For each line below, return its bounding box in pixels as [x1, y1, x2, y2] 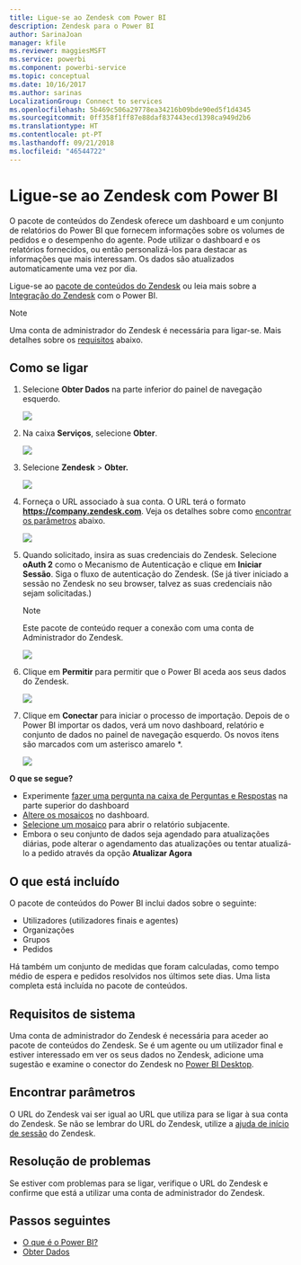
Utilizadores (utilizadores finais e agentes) [22, 916, 179, 926]
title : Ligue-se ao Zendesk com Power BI [9, 13, 167, 22]
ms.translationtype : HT [9, 122, 99, 131]
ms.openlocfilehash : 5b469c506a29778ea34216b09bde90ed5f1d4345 [9, 105, 252, 114]
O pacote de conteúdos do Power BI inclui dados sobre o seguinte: [9, 898, 257, 908]
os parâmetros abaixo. [22, 516, 106, 526]
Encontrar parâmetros [9, 1084, 136, 1101]
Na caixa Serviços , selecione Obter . [22, 428, 158, 438]
